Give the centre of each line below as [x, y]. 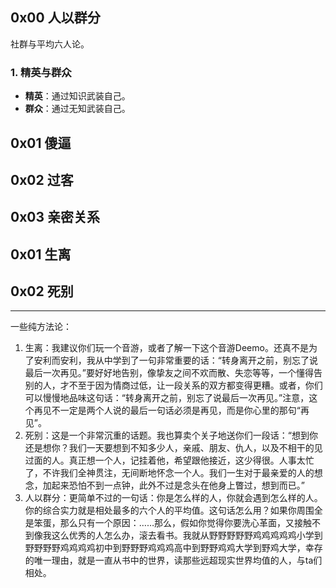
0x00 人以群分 [55, 18]
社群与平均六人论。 [50, 44]
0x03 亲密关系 [55, 217]
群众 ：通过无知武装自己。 [77, 109]
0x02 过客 [42, 179]
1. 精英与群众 [41, 72]
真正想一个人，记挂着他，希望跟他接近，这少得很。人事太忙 [191, 460]
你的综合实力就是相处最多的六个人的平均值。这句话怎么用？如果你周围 [169, 510]
